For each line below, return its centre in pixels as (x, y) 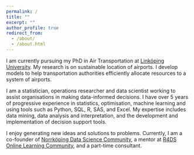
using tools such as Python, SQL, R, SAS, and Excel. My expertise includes (96, 109)
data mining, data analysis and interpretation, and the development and (92, 115)
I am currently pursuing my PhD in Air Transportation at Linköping (85, 61)
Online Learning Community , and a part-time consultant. (74, 145)
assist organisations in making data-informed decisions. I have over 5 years (97, 97)
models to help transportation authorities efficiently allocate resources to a (96, 73)
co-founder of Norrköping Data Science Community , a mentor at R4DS (91, 139)
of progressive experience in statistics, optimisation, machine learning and (96, 103)
